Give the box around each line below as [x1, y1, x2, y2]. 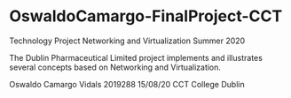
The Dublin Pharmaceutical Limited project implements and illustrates [9, 52, 263, 63]
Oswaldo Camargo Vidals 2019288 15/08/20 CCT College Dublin [9, 79, 246, 89]
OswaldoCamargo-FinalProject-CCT [9, 6, 283, 26]
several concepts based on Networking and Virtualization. [9, 62, 222, 72]
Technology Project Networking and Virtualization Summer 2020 [9, 35, 246, 46]
